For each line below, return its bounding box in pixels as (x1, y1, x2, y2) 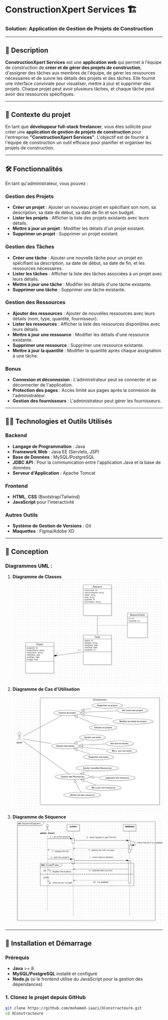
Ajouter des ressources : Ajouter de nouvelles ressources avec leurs (12, 310, 155, 316)
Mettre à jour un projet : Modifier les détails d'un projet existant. (12, 225, 145, 231)
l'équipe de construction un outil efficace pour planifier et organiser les (5, 139, 151, 145)
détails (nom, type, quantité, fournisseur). (12, 315, 98, 321)
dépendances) (12, 981, 42, 987)
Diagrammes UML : (5, 562, 52, 569)
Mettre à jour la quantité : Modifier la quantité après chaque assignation (12, 347, 161, 353)
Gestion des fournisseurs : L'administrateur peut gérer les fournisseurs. (12, 398, 161, 404)
